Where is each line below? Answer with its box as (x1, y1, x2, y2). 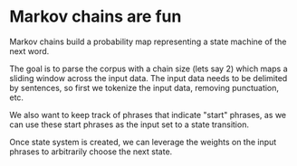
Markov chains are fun (9, 6, 182, 27)
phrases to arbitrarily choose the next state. (9, 146, 173, 157)
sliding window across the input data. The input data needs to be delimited (9, 72, 288, 83)
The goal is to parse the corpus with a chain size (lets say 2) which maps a (9, 63, 288, 74)
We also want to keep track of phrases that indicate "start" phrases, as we (9, 109, 287, 120)
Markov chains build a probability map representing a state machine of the (9, 36, 287, 47)
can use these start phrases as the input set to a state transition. (9, 119, 249, 130)
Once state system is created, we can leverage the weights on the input (9, 136, 277, 147)
